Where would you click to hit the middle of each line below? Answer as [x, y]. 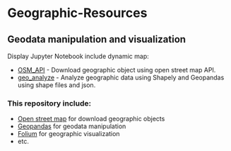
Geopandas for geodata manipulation [72, 126]
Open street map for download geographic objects [91, 119]
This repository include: [49, 103]
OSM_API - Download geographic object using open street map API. [117, 70]
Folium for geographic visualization [69, 134]
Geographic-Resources [77, 13]
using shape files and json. [57, 85]
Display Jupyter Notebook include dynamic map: [78, 56]
